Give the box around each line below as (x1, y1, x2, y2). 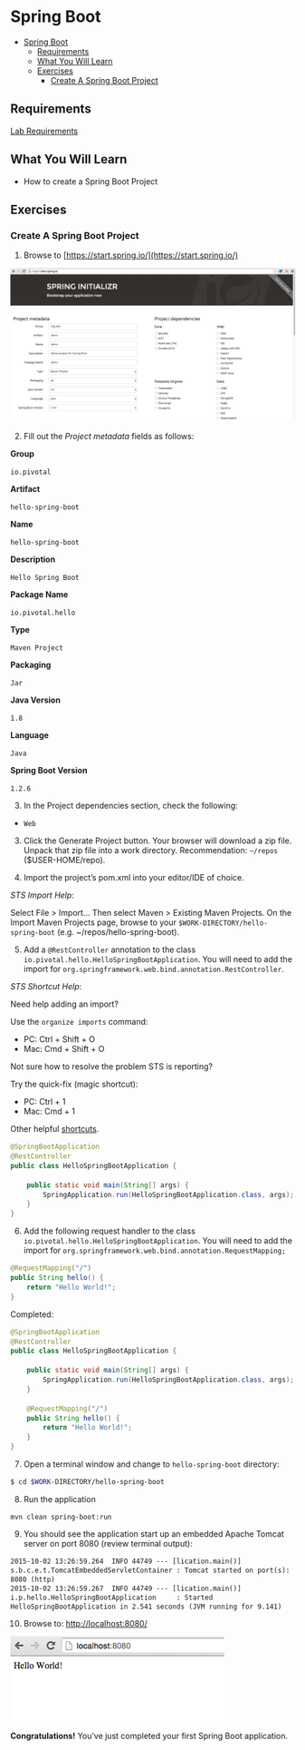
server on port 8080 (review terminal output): (23, 1538, 193, 1548)
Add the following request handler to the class (23, 1225, 195, 1236)
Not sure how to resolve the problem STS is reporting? (10, 1061, 214, 1072)
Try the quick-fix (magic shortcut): (10, 1078, 138, 1090)
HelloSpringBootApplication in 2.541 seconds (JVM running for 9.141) (10, 1602, 282, 1611)
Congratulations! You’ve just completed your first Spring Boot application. (10, 1730, 289, 1741)
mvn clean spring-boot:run (10, 1512, 112, 1521)
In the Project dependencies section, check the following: (23, 801, 238, 811)
